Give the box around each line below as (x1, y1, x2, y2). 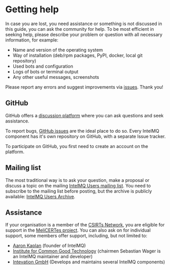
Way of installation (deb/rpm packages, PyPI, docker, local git (12, 52, 143, 58)
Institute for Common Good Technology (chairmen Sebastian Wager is (12, 248, 161, 254)
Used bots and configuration (12, 63, 73, 69)
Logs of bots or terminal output (12, 68, 78, 75)
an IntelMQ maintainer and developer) (12, 254, 93, 260)
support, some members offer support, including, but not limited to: (5, 233, 147, 239)
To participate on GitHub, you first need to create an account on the (5, 143, 148, 149)
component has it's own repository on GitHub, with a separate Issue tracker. (5, 133, 166, 139)
